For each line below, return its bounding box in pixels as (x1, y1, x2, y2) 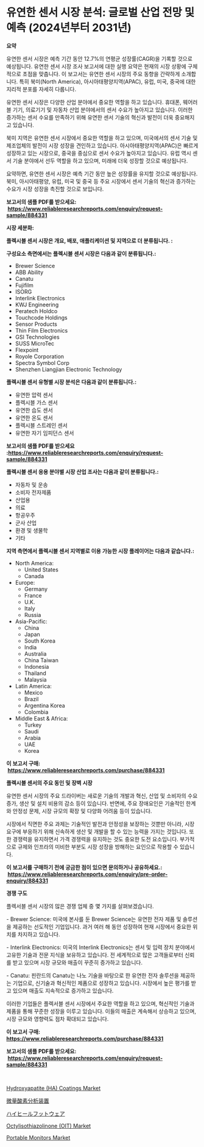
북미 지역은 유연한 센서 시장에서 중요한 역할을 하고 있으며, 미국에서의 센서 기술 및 (6, 134, 198, 141)
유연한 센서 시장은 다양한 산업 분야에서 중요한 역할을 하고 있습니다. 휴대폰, (6, 98, 181, 105)
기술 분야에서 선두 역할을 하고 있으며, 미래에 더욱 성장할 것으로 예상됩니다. (12, 157, 188, 164)
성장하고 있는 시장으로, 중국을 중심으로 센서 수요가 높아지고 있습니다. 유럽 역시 (6, 149, 192, 157)
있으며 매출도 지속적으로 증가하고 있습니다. (12, 987, 114, 994)
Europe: (15, 579, 35, 586)
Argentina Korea (24, 702, 65, 709)
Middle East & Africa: (15, 715, 68, 722)
